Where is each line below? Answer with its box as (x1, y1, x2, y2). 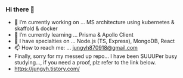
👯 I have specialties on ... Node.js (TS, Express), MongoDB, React (14, 38, 175, 45)
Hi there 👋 (5, 5, 35, 14)
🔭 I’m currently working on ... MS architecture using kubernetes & (14, 19, 175, 26)
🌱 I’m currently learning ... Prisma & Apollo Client (14, 31, 134, 38)
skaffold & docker (14, 25, 58, 32)
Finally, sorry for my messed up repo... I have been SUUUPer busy (14, 53, 178, 60)
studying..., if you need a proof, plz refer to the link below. (14, 59, 156, 66)
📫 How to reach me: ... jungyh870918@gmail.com (14, 44, 138, 51)
